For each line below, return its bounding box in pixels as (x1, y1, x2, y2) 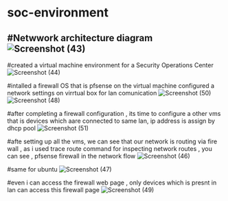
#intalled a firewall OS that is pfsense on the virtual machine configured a (7, 82, 215, 90)
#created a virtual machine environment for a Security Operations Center (7, 61, 214, 69)
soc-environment (7, 5, 109, 21)
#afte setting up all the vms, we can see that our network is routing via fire (7, 137, 218, 145)
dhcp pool (7, 124, 36, 132)
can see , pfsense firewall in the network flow (7, 152, 136, 160)
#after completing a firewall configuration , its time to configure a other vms (7, 110, 221, 117)
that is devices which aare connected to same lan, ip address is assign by (7, 117, 215, 125)
